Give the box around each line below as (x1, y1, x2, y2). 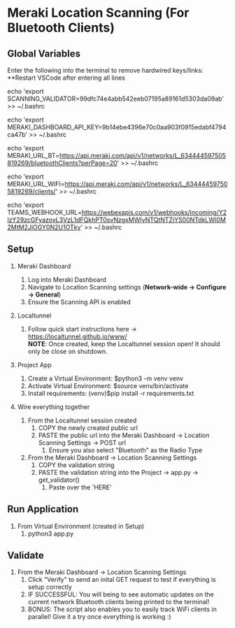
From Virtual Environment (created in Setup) (17, 522, 145, 530)
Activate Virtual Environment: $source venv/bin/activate (27, 381, 189, 390)
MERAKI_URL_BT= (7, 152, 60, 159)
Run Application (7, 504, 79, 515)
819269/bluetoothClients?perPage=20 (7, 159, 117, 167)
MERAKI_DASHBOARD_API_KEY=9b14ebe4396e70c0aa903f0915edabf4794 (7, 123, 227, 131)
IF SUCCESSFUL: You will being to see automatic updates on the (27, 590, 215, 599)
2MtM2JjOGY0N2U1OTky (7, 223, 81, 231)
